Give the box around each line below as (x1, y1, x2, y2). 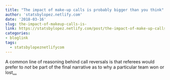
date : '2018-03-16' (5, 17, 47, 22)
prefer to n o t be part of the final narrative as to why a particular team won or (5, 64, 164, 70)
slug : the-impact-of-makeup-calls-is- (5, 21, 87, 27)
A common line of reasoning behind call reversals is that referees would (5, 58, 155, 64)
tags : (5, 40, 17, 45)
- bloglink (5, 36, 28, 41)
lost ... (5, 69, 17, 75)
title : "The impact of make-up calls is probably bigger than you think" (5, 7, 164, 13)
